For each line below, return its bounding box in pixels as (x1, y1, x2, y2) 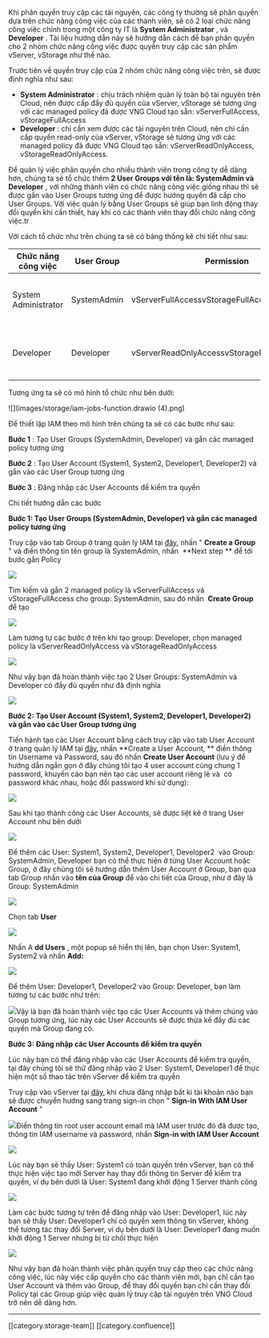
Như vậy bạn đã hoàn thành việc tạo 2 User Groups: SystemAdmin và (8, 672, 238, 681)
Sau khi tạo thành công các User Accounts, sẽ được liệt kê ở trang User (8, 808, 244, 818)
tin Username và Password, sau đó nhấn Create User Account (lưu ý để (8, 752, 246, 762)
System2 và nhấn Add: (8, 951, 84, 960)
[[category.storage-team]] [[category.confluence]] (8, 1321, 175, 1330)
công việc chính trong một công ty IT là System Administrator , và (8, 25, 228, 34)
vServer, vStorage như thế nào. (8, 51, 111, 59)
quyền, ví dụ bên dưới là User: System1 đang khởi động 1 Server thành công (8, 1177, 258, 1186)
